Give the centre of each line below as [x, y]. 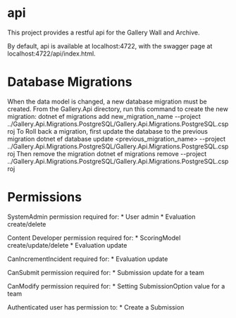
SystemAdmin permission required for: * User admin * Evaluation [101, 217]
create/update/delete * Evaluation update [67, 245]
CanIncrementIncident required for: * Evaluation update [88, 259]
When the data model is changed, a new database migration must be [107, 101]
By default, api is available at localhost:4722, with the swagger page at [110, 46]
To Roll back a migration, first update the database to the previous [112, 131]
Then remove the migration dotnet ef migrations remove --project [112, 153]
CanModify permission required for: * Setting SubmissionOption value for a [116, 286]
